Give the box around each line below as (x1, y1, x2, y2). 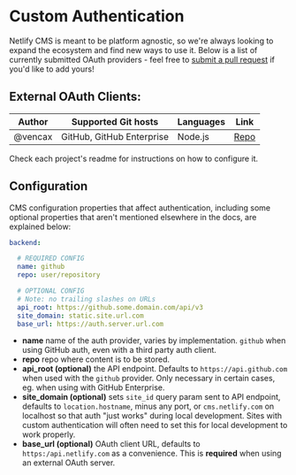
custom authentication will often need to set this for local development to (21, 420, 288, 431)
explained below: (9, 221, 72, 232)
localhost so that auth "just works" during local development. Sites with (21, 410, 283, 421)
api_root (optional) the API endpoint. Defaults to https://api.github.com (21, 364, 288, 374)
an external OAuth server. (21, 457, 116, 468)
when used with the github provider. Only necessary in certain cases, (21, 373, 276, 384)
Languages (177, 115, 225, 127)
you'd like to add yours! (9, 64, 95, 74)
